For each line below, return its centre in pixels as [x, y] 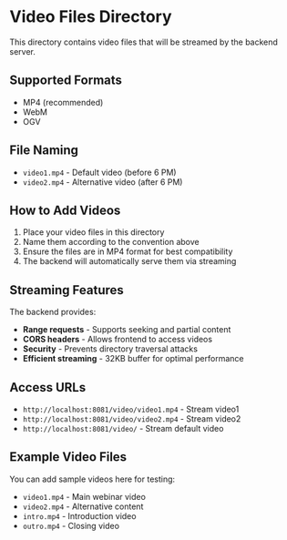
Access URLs [48, 387]
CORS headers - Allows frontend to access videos [117, 340]
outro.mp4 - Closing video [71, 525]
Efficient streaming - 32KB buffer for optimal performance [133, 359]
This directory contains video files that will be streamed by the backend [143, 42]
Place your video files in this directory [93, 232]
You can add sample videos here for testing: [92, 479]
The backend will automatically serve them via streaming [129, 261]
